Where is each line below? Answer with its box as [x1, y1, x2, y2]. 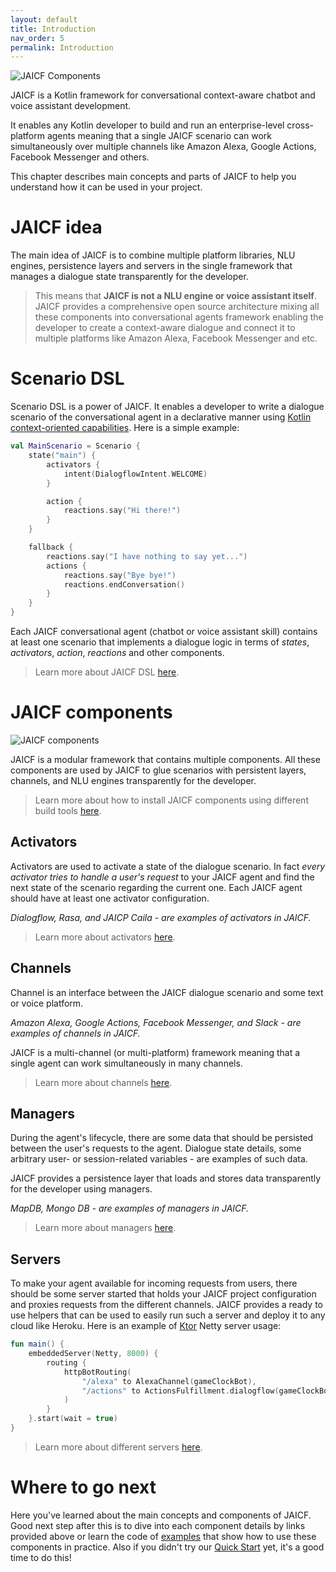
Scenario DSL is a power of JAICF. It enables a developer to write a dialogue [10, 401, 325, 413]
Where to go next [10, 1476, 157, 1499]
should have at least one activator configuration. [10, 892, 210, 904]
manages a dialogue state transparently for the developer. [10, 271, 249, 283]
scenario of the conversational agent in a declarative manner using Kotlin [10, 411, 312, 423]
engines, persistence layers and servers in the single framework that [10, 260, 293, 272]
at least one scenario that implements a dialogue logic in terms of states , [10, 636, 310, 648]
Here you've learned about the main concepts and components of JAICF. [10, 1509, 312, 1521]
